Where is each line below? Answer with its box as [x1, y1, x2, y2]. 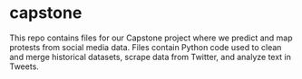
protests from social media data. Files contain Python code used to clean [9, 41, 282, 52]
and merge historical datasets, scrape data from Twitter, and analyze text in [9, 51, 292, 62]
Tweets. [9, 61, 39, 72]
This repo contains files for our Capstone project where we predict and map [9, 32, 293, 43]
